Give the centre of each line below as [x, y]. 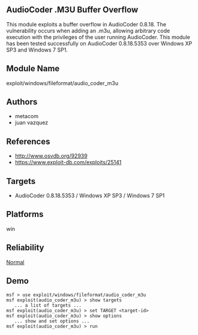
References [28, 141]
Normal [15, 262]
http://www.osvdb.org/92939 [51, 156]
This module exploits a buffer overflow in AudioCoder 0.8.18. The [86, 24]
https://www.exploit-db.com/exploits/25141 [68, 162]
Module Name [33, 69]
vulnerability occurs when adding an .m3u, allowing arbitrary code [88, 31]
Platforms [25, 214]
